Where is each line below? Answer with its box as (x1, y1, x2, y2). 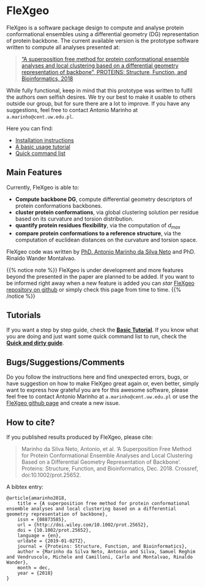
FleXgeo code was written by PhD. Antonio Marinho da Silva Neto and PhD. (6, 248, 196, 255)
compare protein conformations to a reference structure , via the (15, 229, 182, 237)
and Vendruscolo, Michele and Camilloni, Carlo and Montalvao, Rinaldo (6, 554, 193, 560)
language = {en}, (17, 532, 62, 539)
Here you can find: (6, 124, 53, 132)
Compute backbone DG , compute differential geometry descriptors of (15, 195, 193, 203)
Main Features (6, 167, 62, 178)
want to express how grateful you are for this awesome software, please (6, 387, 188, 394)
